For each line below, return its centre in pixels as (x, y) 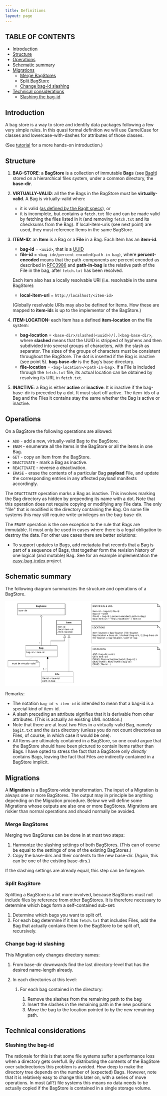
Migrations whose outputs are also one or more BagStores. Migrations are (81, 806)
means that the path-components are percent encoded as (99, 260)
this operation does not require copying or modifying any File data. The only (83, 504)
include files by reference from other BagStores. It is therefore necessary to (83, 900)
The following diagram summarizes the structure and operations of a (76, 588)
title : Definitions (25, 11)
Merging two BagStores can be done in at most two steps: (65, 835)
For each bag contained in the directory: (61, 989)
